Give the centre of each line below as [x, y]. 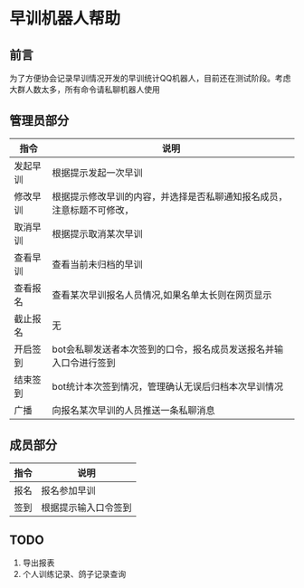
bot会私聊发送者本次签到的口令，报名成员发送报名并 [163, 349]
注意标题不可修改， [93, 210]
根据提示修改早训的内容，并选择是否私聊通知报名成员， [170, 196]
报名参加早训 [69, 490]
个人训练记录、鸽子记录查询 [74, 574]
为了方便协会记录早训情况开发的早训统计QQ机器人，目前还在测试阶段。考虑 [150, 78]
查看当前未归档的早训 [97, 264]
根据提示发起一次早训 [97, 173]
